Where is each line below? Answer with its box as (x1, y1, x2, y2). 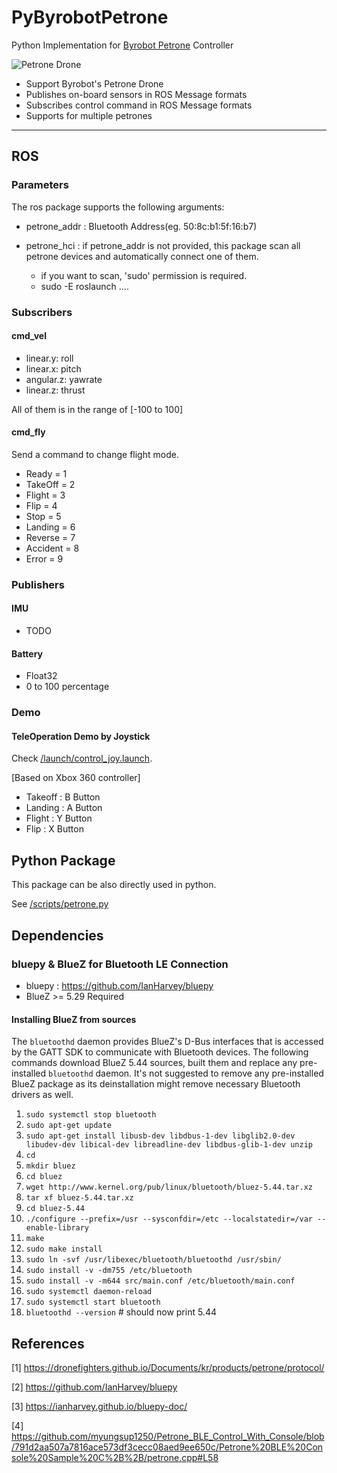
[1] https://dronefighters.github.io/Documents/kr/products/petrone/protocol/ (11, 1361, 325, 1373)
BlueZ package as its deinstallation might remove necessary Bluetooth (11, 1078, 301, 1090)
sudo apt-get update (25, 1121, 112, 1131)
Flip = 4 (25, 499, 58, 511)
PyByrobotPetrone (11, 6, 169, 29)
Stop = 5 (25, 510, 62, 522)
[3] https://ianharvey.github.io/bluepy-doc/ (11, 1400, 188, 1412)
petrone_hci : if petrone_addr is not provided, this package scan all (25, 239, 301, 251)
